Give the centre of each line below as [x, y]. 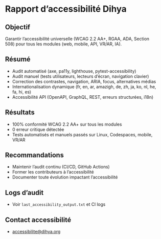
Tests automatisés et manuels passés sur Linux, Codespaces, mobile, [82, 134]
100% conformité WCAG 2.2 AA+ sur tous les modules [67, 124]
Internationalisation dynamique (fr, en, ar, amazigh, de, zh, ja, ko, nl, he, [84, 87]
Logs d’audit [24, 192]
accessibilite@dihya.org [36, 232]
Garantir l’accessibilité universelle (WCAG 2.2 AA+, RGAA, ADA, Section [77, 39]
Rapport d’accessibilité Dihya [66, 9]
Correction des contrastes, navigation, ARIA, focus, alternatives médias [84, 81]
